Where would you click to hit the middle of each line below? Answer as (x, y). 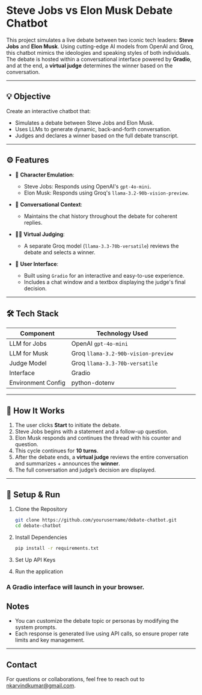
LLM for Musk (29, 354)
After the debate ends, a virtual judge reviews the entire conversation (101, 457)
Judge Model (28, 363)
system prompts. (36, 628)
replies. (33, 222)
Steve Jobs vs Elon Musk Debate (90, 11)
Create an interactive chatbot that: (49, 111)
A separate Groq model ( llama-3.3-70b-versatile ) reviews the (101, 246)
